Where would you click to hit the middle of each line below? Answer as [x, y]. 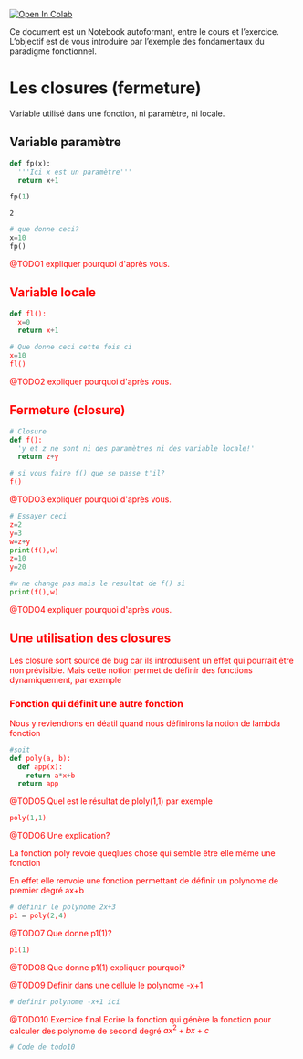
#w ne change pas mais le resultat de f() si [97, 584]
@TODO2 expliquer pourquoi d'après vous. [90, 381]
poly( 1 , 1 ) [28, 818]
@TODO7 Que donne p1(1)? [61, 933]
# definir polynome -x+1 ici [65, 1001]
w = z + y [20, 541]
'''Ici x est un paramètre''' [75, 172]
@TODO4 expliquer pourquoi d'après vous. [90, 609]
